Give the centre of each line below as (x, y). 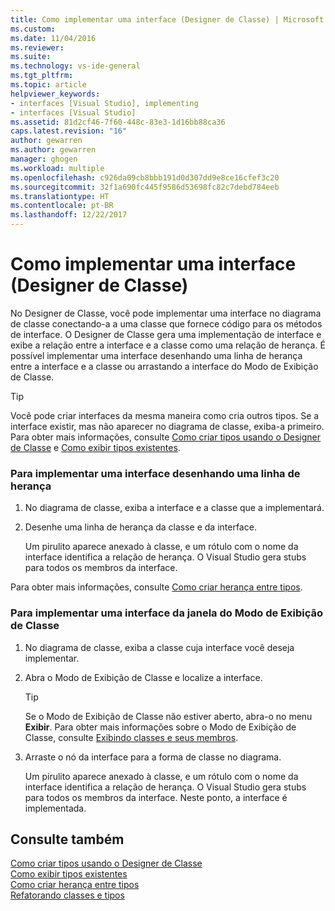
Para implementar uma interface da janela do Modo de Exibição (167, 613)
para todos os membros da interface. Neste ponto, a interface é (156, 797)
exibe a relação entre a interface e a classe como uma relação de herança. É (168, 345)
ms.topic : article (48, 85)
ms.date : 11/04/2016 (53, 38)
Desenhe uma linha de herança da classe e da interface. (140, 527)
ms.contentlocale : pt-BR (62, 206)
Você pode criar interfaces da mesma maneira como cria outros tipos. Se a (165, 415)
